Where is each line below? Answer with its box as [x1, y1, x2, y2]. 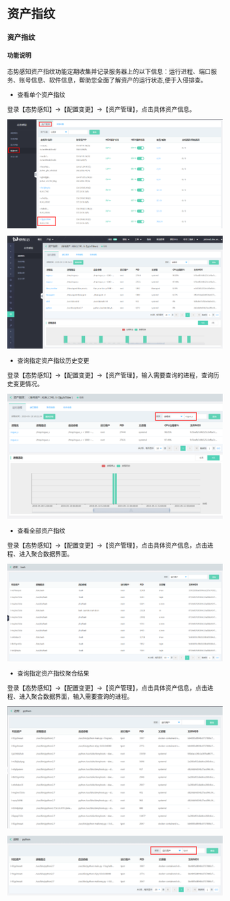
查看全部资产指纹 [16, 526, 66, 535]
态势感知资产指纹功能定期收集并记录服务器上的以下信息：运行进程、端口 [7, 67, 211, 76]
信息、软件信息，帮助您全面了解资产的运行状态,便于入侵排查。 [30, 76, 207, 85]
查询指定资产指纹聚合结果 [16, 669, 90, 678]
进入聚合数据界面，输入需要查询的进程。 [18, 692, 133, 701]
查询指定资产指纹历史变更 [16, 357, 90, 365]
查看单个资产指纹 [16, 91, 66, 99]
